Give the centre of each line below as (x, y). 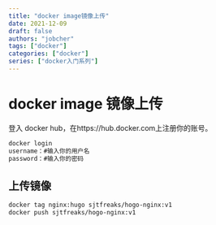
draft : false (30, 31)
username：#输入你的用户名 (49, 151)
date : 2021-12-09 (38, 24)
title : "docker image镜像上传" (59, 16)
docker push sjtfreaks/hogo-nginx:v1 (72, 213)
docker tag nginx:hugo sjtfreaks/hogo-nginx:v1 (91, 205)
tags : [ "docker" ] (38, 46)
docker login (30, 143)
